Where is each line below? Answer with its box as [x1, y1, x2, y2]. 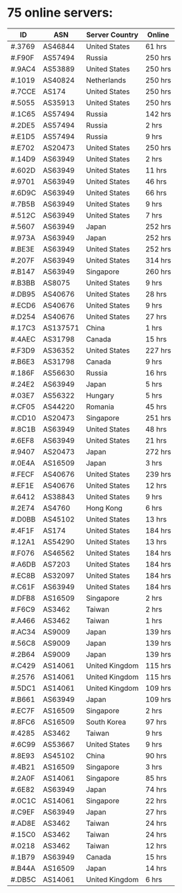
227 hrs [145, 345, 172, 355]
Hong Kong [86, 503, 123, 513]
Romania [86, 402, 115, 412]
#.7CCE [10, 87, 36, 96]
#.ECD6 [10, 300, 36, 310]
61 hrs [145, 42, 167, 51]
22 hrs [145, 795, 167, 805]
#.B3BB [10, 278, 36, 288]
